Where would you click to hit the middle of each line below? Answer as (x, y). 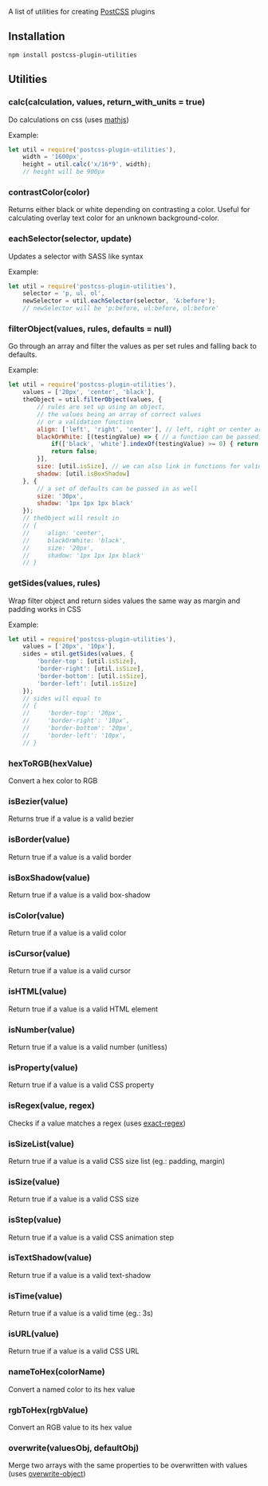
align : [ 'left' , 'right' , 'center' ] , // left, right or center (144, 429)
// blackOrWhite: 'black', (75, 540)
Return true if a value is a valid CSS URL (74, 1351)
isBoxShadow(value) (49, 877)
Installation (37, 36)
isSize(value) (34, 1181)
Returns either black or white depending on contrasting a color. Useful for (129, 210)
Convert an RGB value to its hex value (70, 1428)
